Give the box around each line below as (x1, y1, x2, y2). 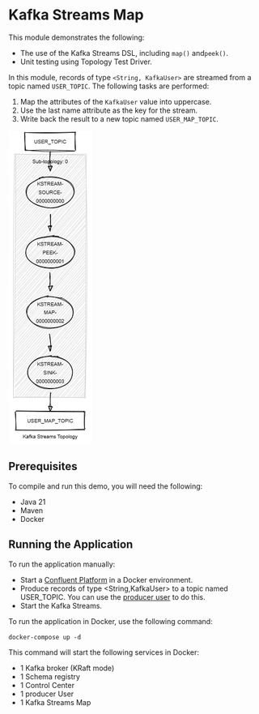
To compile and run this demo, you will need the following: (8, 481, 203, 491)
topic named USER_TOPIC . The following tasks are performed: (8, 81, 210, 91)
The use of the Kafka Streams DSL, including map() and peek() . (19, 48, 229, 58)
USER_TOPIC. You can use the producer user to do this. (19, 592, 206, 601)
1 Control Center (19, 680, 75, 690)
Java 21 (19, 497, 46, 507)
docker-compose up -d (8, 633, 82, 641)
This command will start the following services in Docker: (8, 647, 200, 657)
